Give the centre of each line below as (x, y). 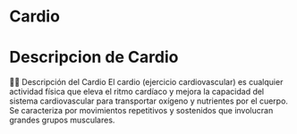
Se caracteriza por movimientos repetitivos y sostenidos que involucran (141, 111)
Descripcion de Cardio (94, 58)
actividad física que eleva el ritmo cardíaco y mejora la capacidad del (137, 92)
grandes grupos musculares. (62, 120)
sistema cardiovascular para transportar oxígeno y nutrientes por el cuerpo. (149, 101)
